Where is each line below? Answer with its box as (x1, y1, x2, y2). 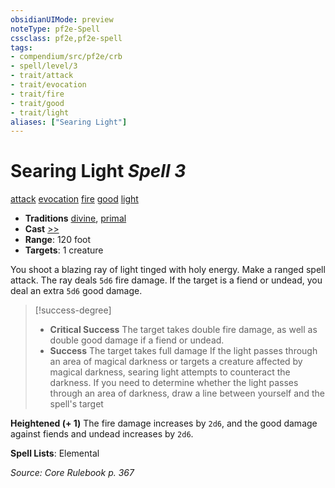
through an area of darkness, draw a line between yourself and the (49, 387, 325, 400)
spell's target (49, 398, 104, 410)
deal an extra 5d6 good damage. (10, 285, 143, 297)
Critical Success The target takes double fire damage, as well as (49, 324, 318, 336)
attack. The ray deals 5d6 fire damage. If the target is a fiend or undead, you (10, 274, 323, 286)
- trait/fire (10, 89, 65, 99)
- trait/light (10, 107, 70, 118)
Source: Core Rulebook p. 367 (10, 467, 135, 479)
